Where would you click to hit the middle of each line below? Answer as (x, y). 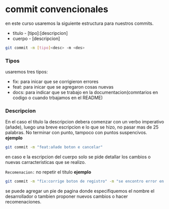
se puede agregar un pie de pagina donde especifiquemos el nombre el (80, 191)
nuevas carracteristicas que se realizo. (46, 162)
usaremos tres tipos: (27, 72)
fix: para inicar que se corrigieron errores (55, 81)
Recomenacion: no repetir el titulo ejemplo (48, 172)
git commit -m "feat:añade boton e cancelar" (54, 147)
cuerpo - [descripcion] (36, 38)
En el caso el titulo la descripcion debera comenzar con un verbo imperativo (85, 122)
